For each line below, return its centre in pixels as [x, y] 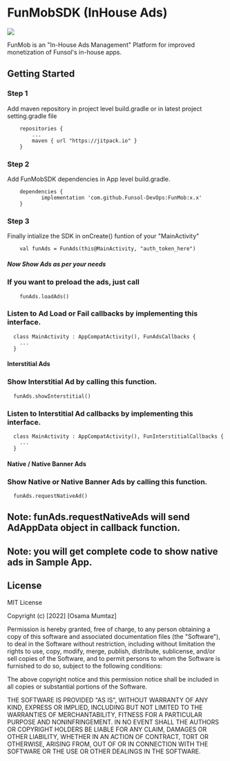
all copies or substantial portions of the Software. [77, 686]
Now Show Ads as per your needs [57, 264]
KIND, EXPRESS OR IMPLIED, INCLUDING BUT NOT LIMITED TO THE [105, 707]
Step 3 [18, 221]
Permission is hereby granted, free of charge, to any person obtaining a [109, 629]
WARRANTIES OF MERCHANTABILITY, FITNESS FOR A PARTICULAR [105, 714]
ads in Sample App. [50, 562]
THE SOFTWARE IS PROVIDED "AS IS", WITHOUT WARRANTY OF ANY [108, 700]
